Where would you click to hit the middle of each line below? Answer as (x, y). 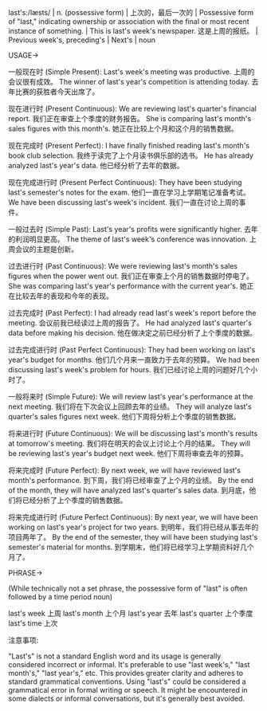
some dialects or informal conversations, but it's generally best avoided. (127, 698)
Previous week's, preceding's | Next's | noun (82, 40)
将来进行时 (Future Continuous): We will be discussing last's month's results (133, 433)
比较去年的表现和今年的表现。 (64, 296)
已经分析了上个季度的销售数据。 (75, 500)
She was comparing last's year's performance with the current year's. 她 (128, 286)
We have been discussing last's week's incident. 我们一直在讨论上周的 (124, 202)
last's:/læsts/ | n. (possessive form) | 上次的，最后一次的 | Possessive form (131, 12)
